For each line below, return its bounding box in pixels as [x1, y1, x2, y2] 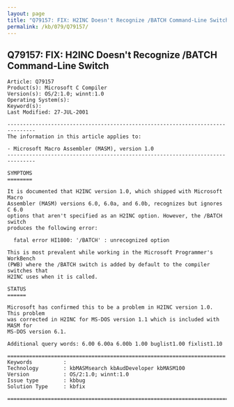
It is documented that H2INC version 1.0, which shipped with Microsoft [7, 188, 223, 195]
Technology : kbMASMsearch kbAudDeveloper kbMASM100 [7, 365, 186, 372]
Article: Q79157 [7, 78, 54, 86]
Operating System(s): [7, 97, 70, 104]
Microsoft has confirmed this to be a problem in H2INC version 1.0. [7, 304, 214, 311]
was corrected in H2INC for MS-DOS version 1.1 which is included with [7, 316, 219, 323]
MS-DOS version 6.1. [7, 328, 68, 335]
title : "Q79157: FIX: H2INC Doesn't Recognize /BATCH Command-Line [7, 17, 208, 24]
